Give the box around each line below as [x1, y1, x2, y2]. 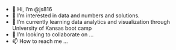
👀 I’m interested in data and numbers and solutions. [11, 12, 140, 19]
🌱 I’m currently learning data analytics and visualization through [11, 18, 171, 25]
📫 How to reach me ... [11, 37, 68, 45]
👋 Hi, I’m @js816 [11, 6, 52, 12]
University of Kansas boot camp [11, 24, 92, 32]
